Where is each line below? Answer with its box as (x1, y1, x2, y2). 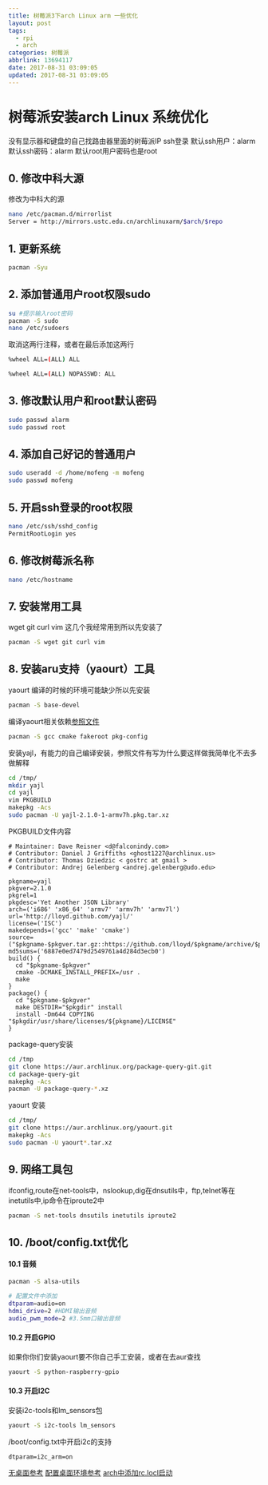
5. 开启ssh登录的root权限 (8, 500, 133, 514)
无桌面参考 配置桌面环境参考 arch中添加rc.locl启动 (8, 1467, 173, 1477)
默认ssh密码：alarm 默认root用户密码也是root (8, 145, 158, 156)
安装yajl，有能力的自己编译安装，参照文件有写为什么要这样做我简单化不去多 (8, 748, 258, 758)
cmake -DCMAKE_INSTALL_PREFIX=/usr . (15, 968, 141, 976)
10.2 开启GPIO (8, 1332, 56, 1342)
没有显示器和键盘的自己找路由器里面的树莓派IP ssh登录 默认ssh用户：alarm (8, 136, 256, 145)
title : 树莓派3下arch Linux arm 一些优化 (8, 11, 138, 20)
